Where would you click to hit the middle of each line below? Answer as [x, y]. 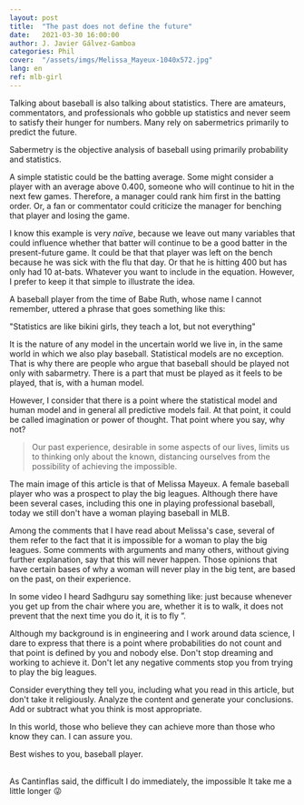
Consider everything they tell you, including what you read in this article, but [152, 689]
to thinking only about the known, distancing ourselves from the [151, 457]
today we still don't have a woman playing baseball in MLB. [120, 513]
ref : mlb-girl [36, 77]
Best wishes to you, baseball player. [76, 754]
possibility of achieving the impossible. [104, 466]
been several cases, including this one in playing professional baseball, [142, 503]
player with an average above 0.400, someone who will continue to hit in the [152, 186]
